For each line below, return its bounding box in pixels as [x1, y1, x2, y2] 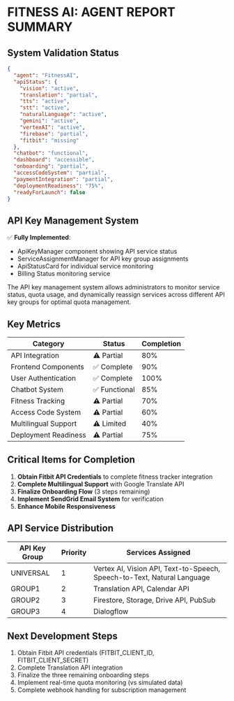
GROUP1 [10, 584, 40, 593]
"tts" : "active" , [19, 98, 70, 105]
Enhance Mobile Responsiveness [17, 502, 116, 510]
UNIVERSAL [10, 568, 50, 577]
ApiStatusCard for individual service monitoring [17, 262, 154, 270]
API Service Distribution [7, 522, 114, 535]
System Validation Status [7, 47, 120, 59]
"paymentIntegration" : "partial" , [13, 175, 114, 182]
